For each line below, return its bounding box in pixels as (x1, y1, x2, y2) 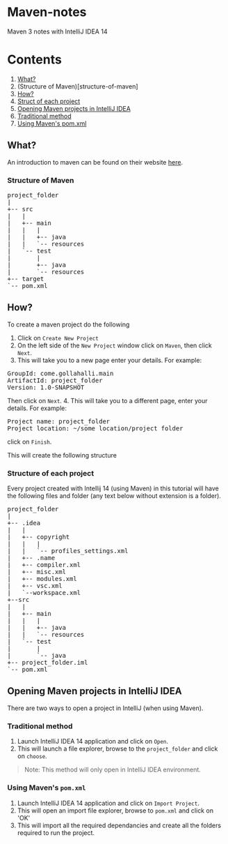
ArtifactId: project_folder (7, 376, 103, 384)
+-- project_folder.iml (7, 658, 88, 667)
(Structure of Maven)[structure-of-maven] (17, 82, 138, 91)
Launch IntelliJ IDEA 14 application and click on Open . (17, 737, 169, 746)
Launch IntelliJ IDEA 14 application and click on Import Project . (17, 799, 199, 807)
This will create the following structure (7, 451, 117, 459)
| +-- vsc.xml (7, 582, 63, 590)
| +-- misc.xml (7, 568, 66, 576)
